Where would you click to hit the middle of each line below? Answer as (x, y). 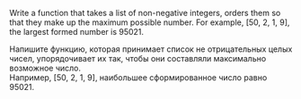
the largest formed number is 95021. (77, 32)
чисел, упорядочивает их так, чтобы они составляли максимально (138, 58)
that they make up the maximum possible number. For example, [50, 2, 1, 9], (150, 22)
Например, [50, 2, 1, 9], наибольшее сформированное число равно (138, 78)
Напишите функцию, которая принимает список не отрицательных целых (151, 49)
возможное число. (45, 68)
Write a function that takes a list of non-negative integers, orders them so (145, 13)
